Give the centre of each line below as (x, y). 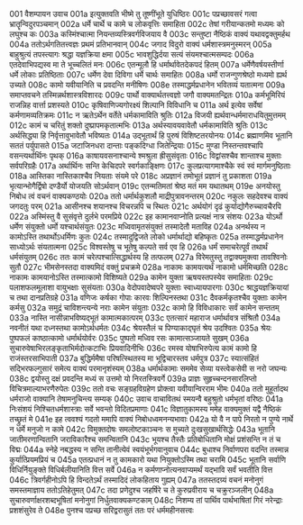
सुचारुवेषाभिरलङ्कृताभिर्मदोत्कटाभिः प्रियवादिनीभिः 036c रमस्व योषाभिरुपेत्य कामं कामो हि (133, 348)
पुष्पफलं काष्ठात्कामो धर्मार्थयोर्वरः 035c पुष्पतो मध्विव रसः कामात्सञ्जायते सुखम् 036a (129, 338)
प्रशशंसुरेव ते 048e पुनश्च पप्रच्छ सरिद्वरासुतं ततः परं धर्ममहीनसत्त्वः (101, 510)
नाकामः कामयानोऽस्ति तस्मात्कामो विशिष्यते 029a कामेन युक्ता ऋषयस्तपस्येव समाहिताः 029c (141, 277)
